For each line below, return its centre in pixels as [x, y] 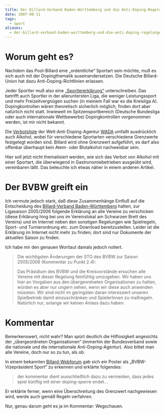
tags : [11, 19]
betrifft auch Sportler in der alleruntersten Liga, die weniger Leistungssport [81, 96]
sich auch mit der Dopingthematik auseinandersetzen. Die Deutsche [74, 76]
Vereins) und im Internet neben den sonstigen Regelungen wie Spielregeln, [81, 222]
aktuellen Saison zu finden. [32, 238]
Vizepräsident [19, 367]
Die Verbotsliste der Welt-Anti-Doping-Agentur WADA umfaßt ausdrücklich [81, 132]
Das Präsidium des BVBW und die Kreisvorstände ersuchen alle [81, 271]
